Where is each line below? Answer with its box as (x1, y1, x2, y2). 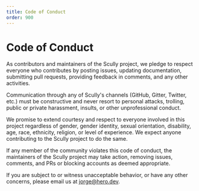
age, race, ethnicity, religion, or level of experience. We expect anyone (6, 129, 182, 136)
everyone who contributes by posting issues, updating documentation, (6, 67, 182, 74)
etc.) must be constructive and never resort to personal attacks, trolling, (6, 98, 185, 105)
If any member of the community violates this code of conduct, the (6, 147, 172, 154)
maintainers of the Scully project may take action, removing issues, (6, 154, 173, 161)
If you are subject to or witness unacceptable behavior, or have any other (6, 172, 188, 179)
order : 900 (6, 15, 34, 21)
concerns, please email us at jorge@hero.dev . (6, 178, 121, 185)
